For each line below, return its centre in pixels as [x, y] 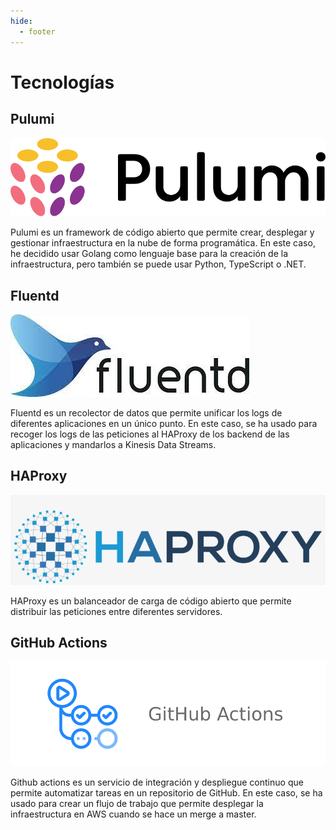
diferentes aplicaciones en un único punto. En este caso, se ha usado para [164, 424]
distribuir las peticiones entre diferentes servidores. [116, 611]
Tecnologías [62, 82]
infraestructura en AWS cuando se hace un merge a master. [133, 814]
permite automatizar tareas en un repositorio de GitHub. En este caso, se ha [166, 793]
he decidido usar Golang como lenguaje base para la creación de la [149, 254]
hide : [21, 21]
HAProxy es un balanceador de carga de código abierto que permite [151, 601]
